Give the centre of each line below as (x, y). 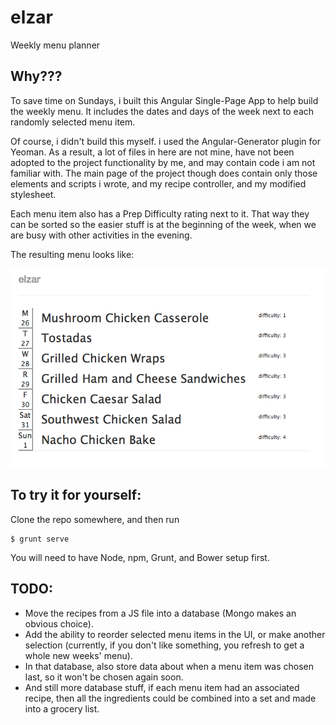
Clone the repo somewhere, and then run (95, 519)
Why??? (36, 76)
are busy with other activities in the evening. (101, 235)
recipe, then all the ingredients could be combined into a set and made (170, 698)
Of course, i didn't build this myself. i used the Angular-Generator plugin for (165, 141)
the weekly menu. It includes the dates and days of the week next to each (162, 111)
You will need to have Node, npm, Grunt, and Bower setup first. (140, 557)
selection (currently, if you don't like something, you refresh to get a (164, 645)
